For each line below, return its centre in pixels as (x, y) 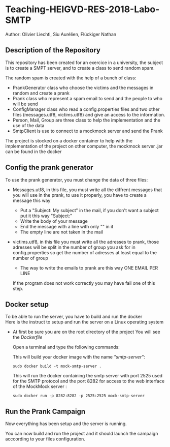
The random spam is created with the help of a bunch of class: (71, 78)
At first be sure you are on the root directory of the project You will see (87, 332)
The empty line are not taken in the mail (61, 232)
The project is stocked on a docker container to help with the (69, 140)
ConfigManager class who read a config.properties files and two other (86, 109)
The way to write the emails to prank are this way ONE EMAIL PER (89, 267)
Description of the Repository (53, 50)
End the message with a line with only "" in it (67, 226)
